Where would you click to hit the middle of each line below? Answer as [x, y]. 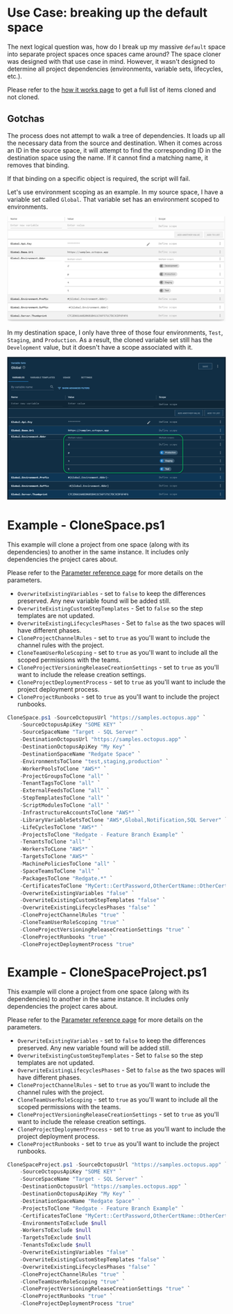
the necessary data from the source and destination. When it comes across [115, 143]
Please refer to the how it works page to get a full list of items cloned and [112, 89]
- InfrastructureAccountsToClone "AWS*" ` [80, 812]
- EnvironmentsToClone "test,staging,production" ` [94, 761]
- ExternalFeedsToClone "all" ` [65, 791]
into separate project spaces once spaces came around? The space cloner [114, 54]
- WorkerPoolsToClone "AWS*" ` [63, 769]
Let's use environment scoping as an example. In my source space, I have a [115, 191]
